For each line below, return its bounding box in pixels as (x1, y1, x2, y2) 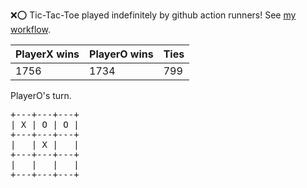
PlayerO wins (89, 47, 154, 61)
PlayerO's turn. (10, 90, 72, 101)
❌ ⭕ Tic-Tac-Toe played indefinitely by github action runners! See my (10, 9, 297, 21)
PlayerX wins (15, 47, 80, 61)
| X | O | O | (10, 119, 80, 130)
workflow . (10, 24, 51, 35)
